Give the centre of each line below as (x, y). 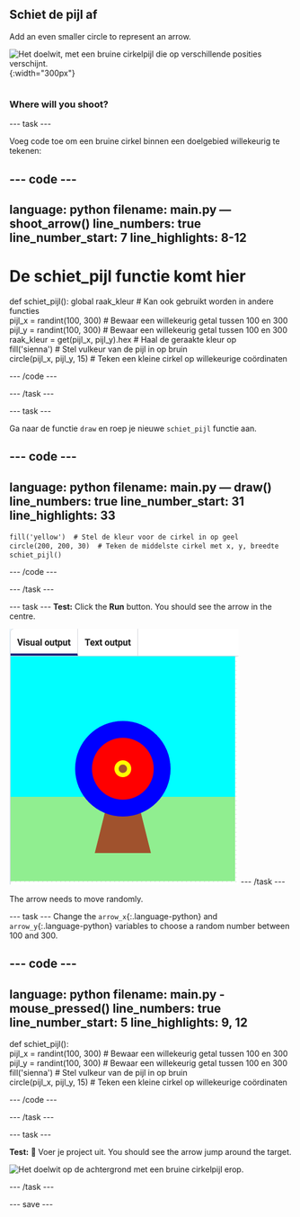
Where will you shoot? (59, 104)
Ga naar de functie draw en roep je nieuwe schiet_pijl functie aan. (133, 428)
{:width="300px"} (42, 73)
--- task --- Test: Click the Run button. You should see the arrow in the (141, 607)
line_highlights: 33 (62, 515)
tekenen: (26, 151)
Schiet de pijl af (53, 15)
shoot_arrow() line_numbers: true (106, 224)
